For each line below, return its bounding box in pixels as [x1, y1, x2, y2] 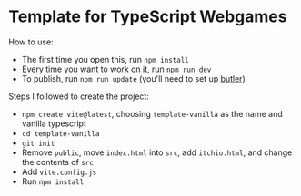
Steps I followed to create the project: [8, 91, 149, 102]
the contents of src [21, 156, 95, 167]
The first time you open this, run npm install [21, 54, 189, 64]
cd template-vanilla [21, 129, 100, 138]
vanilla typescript [21, 118, 87, 129]
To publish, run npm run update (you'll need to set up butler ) [21, 73, 246, 83]
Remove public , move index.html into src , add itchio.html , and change [21, 147, 293, 158]
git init [21, 139, 55, 148]
